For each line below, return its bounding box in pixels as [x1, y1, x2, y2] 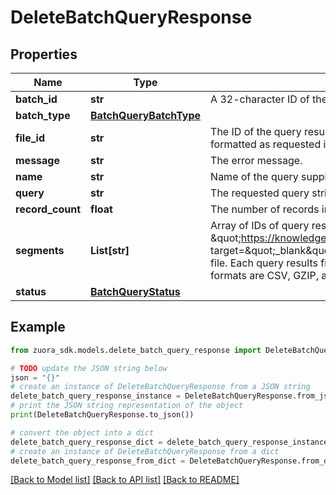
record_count [15, 202, 82, 216]
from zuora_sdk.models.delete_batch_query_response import [10, 345, 262, 355]
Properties [10, 46, 78, 63]
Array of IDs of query [210, 219, 310, 232]
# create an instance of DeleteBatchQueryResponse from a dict [10, 446, 280, 456]
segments [15, 244, 65, 257]
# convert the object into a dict [10, 427, 155, 438]
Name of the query [210, 170, 299, 183]
